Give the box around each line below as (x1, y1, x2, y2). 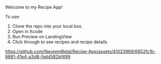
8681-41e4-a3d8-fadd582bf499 (5, 54, 71, 60)
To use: (5, 14, 21, 19)
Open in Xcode (12, 29, 43, 34)
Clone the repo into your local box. (12, 23, 83, 29)
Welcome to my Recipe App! (5, 4, 63, 10)
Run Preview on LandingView (12, 34, 72, 39)
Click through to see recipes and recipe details (12, 39, 108, 45)
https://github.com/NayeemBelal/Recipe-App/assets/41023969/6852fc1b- (5, 49, 156, 54)
